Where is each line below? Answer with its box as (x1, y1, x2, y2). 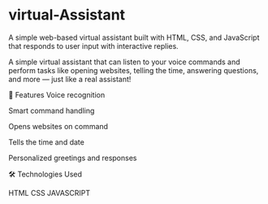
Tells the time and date (8, 137, 85, 147)
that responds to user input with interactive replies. (8, 41, 179, 50)
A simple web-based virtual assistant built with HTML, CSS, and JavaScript (8, 33, 260, 42)
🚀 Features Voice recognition (8, 89, 106, 99)
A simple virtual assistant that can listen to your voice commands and (8, 57, 241, 67)
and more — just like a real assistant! (8, 74, 132, 84)
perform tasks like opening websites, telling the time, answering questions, (8, 65, 259, 75)
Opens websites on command (8, 121, 108, 131)
